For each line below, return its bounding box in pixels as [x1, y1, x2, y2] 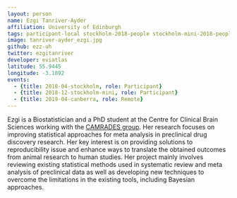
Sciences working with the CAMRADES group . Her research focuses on [7, 123, 215, 131]
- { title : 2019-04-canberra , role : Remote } [13, 96, 143, 103]
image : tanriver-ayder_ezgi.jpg [7, 37, 102, 44]
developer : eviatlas [7, 57, 68, 64]
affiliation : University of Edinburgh [7, 23, 121, 30]
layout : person [7, 10, 52, 18]
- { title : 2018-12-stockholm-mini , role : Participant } [13, 89, 178, 96]
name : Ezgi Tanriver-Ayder [7, 17, 87, 24]
